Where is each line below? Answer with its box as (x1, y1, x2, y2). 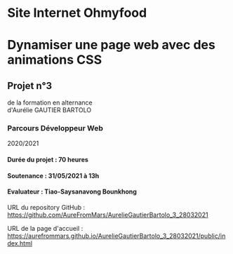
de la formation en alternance (7, 98, 93, 107)
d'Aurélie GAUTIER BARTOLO (7, 106, 92, 114)
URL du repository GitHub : (7, 203, 86, 211)
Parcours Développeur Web (7, 123, 103, 133)
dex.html (7, 239, 33, 247)
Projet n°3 (7, 79, 53, 92)
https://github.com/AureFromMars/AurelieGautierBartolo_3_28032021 (7, 210, 208, 219)
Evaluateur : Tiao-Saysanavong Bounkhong (7, 187, 137, 196)
